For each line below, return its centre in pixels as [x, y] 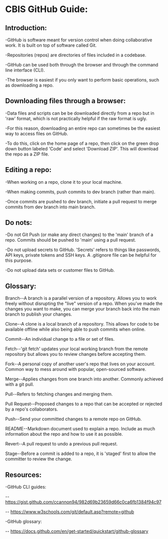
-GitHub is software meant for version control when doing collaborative [79, 40]
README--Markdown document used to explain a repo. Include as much [80, 429]
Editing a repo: [28, 170]
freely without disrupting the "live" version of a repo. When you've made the [84, 303]
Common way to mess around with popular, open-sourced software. [76, 369]
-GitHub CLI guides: [26, 487]
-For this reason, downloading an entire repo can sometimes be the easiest [83, 128]
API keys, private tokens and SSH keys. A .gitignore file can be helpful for [81, 255]
